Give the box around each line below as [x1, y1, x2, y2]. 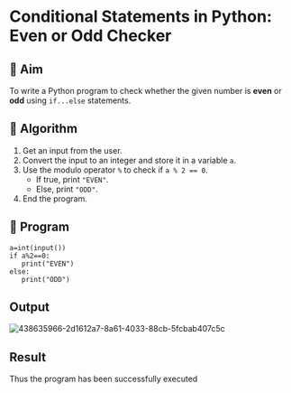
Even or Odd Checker [9, 25, 172, 46]
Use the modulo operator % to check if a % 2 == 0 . [22, 164, 209, 175]
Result [9, 350, 47, 365]
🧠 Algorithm [9, 121, 78, 136]
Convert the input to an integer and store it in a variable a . [22, 154, 237, 165]
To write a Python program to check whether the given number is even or [9, 86, 282, 96]
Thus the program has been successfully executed [9, 373, 198, 385]
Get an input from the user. [22, 145, 123, 155]
